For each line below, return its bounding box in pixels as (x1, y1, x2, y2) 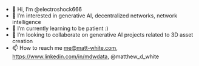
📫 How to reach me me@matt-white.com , (12, 44, 118, 51)
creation (12, 38, 33, 44)
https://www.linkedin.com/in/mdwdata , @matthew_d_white (12, 53, 160, 60)
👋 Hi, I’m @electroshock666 (12, 6, 83, 13)
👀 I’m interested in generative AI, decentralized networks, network (12, 12, 178, 19)
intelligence (12, 19, 41, 25)
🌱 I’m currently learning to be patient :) (12, 25, 109, 32)
